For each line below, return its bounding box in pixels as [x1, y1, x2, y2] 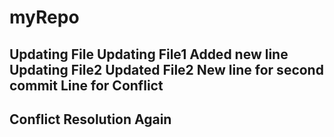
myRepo [9, 6, 80, 29]
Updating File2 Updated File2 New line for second [9, 61, 324, 78]
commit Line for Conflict [9, 77, 164, 94]
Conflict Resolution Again [9, 111, 172, 128]
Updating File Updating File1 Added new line [9, 46, 289, 63]
